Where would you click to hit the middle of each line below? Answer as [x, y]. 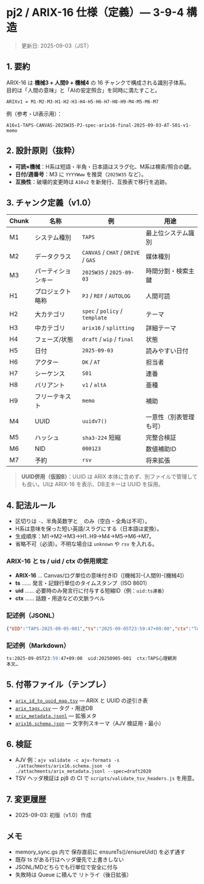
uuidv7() [94, 421]
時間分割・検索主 [170, 271]
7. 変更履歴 [26, 799]
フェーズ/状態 [54, 339]
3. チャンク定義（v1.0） [51, 202]
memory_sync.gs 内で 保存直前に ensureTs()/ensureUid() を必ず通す [100, 852]
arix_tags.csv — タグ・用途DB [54, 708]
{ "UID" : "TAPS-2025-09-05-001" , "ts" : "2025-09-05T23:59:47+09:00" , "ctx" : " [100, 628]
